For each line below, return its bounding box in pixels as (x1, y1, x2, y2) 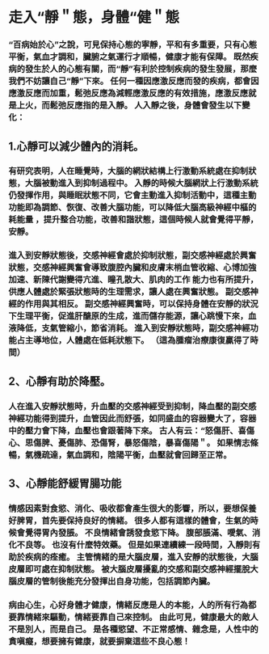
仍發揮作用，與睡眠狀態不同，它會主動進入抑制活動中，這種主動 (8, 190, 257, 201)
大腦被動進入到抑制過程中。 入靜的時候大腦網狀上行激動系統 (24, 178, 258, 189)
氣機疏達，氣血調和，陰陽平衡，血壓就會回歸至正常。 (24, 449, 232, 460)
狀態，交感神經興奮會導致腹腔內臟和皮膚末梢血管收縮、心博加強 (8, 262, 257, 273)
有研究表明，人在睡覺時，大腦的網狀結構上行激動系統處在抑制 (8, 166, 249, 177)
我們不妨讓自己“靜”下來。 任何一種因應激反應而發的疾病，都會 (8, 75, 251, 86)
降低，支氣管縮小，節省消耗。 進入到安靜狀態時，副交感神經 (16, 323, 250, 334)
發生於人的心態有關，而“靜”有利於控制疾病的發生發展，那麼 (24, 63, 257, 74)
